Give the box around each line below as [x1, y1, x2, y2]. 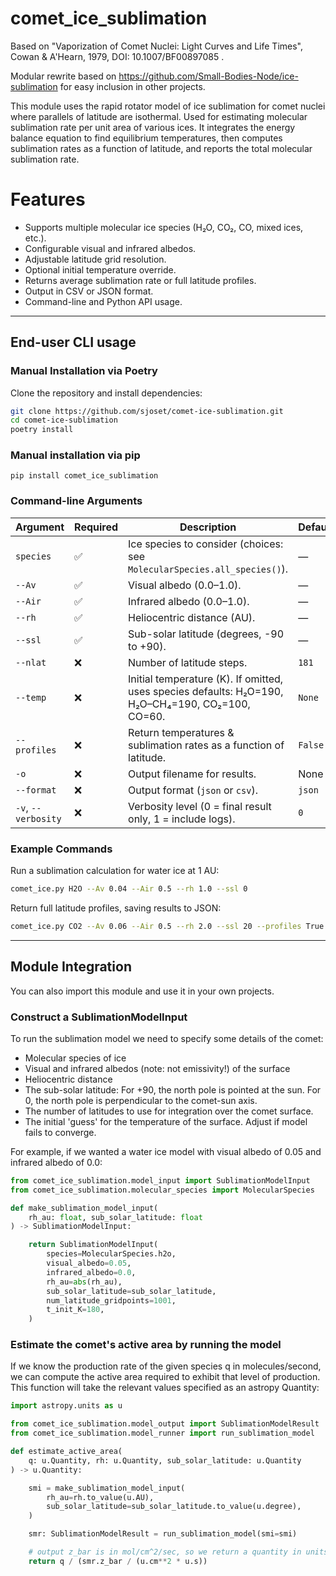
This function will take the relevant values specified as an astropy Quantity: [10, 1382, 320, 1394]
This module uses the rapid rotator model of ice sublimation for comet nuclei [10, 100, 326, 112]
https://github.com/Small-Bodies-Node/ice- [118, 70, 299, 82]
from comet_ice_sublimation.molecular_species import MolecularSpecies [10, 1185, 315, 1195]
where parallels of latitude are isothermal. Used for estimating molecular [10, 110, 308, 122]
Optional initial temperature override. [24, 263, 177, 276]
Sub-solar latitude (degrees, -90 [128, 627, 285, 641]
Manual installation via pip [10, 448, 141, 462]
